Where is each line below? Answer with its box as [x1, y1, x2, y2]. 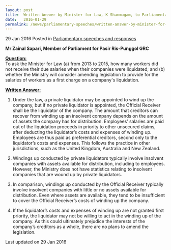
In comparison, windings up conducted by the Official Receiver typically [12, 181, 164, 187]
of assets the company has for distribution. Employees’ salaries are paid [12, 118, 164, 125]
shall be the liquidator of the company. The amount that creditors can [12, 107, 158, 114]
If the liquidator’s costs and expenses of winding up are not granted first [12, 207, 164, 214]
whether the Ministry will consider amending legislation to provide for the [5, 72, 159, 78]
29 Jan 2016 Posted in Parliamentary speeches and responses [5, 36, 136, 42]
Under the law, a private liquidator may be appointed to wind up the [12, 97, 154, 103]
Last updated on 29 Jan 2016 [5, 239, 67, 245]
